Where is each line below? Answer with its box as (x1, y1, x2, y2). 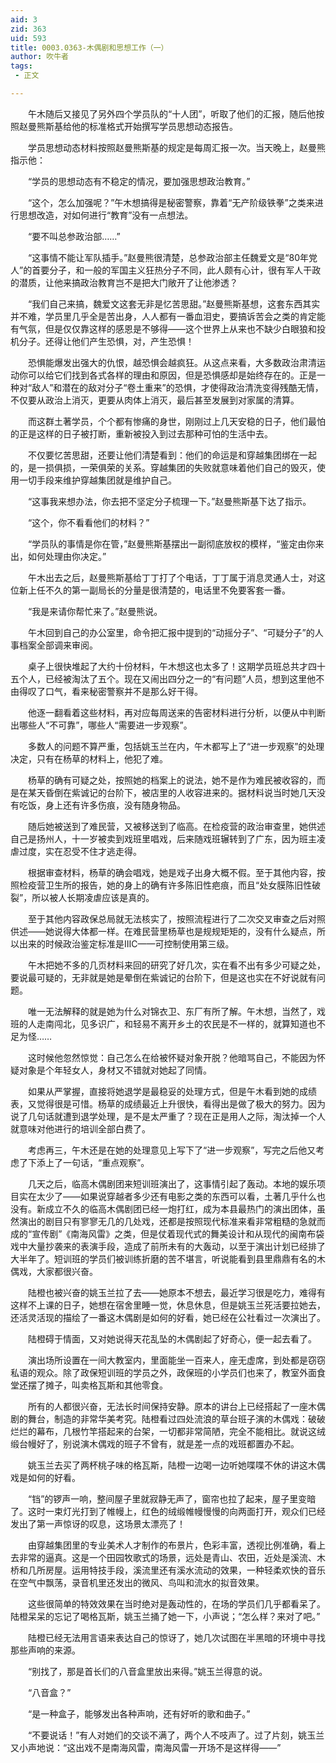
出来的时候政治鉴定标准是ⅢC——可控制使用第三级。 (18, 937, 235, 950)
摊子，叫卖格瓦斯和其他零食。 (44, 1379, 168, 1391)
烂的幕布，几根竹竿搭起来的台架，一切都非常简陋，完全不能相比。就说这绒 (18, 1425, 326, 1437)
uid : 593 (10, 33, 47, 43)
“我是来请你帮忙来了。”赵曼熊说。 (27, 605, 163, 617)
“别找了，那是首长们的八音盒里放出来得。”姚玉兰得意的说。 (27, 1665, 268, 1677)
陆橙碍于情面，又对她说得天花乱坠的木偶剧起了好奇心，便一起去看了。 (27, 1332, 317, 1345)
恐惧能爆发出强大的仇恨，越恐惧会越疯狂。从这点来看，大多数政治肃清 (27, 356, 317, 368)
